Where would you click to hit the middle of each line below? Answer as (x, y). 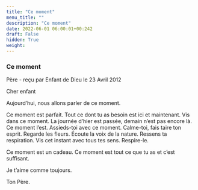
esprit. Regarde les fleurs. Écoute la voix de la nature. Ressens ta (87, 134)
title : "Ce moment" (31, 12)
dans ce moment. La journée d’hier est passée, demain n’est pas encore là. (99, 121)
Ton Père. (18, 182)
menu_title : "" (25, 17)
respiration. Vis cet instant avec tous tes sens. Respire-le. (78, 141)
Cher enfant (21, 92)
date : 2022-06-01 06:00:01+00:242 (50, 29)
